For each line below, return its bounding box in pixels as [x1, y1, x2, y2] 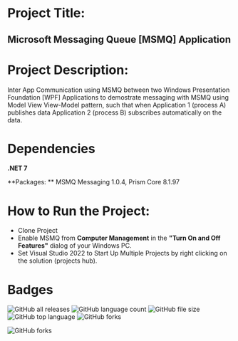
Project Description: [7, 62, 129, 78]
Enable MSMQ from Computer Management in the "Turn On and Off [17, 234, 221, 243]
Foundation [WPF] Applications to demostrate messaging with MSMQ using [7, 93, 229, 101]
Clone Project [17, 226, 58, 235]
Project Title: [7, 5, 86, 21]
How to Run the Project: [7, 203, 150, 219]
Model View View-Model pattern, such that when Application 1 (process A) [7, 100, 227, 109]
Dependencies [7, 140, 95, 157]
